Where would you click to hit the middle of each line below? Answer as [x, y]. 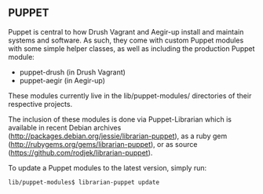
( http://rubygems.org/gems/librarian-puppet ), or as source [103, 144]
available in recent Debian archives [65, 127]
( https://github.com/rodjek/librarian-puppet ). [80, 152]
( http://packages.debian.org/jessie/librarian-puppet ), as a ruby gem [118, 136]
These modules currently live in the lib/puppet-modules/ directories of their [130, 95]
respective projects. [40, 104]
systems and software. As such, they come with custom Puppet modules [126, 40]
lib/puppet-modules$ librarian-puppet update [84, 182]
